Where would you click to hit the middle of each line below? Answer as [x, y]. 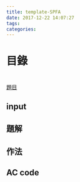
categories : [21, 29]
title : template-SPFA [34, 12]
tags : [13, 23]
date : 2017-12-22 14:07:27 [40, 18]
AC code [23, 173]
